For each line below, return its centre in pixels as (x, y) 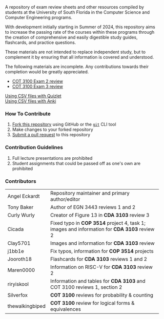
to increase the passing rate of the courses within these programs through (80, 32)
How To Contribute (28, 113)
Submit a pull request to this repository (51, 135)
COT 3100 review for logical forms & (92, 303)
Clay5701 (19, 243)
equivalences (66, 309)
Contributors (21, 181)
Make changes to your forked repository (53, 129)
